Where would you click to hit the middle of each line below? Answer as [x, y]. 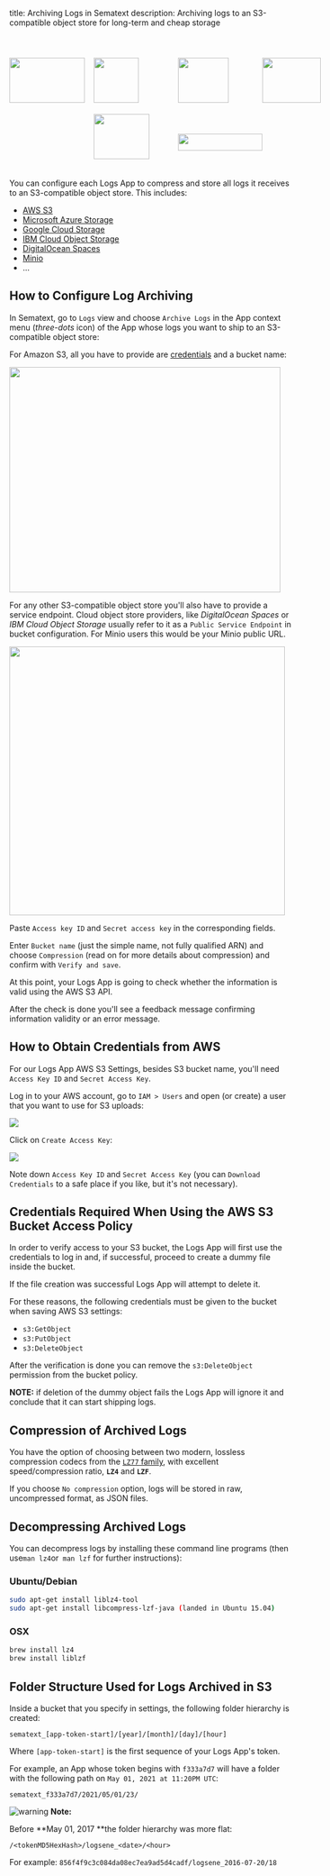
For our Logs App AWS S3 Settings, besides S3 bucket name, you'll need [145, 1068]
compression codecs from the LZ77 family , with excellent [114, 1462]
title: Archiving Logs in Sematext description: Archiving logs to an [130, 13]
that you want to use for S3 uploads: [76, 1105]
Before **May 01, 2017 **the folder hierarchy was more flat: [121, 1828]
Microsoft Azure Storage [68, 220]
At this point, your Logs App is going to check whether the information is [143, 982]
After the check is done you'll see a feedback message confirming [132, 1009]
